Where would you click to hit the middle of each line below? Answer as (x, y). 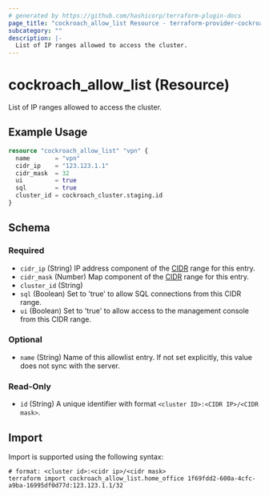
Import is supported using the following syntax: (86, 456)
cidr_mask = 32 (42, 173)
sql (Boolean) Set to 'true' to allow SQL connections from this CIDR (130, 294)
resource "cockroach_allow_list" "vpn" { (78, 150)
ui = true (46, 181)
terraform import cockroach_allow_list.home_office (96, 478)
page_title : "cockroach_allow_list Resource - (87, 23)
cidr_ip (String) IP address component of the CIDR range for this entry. (137, 268)
